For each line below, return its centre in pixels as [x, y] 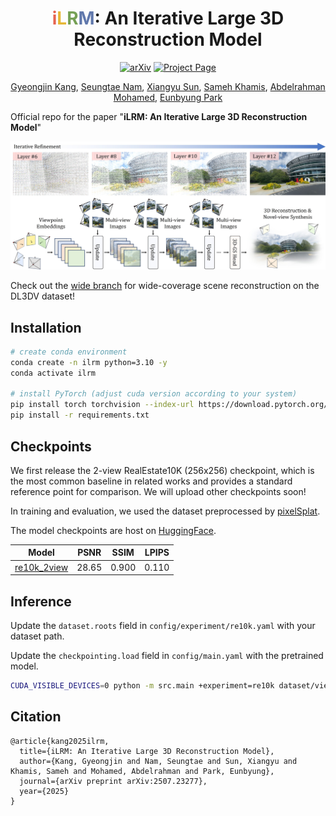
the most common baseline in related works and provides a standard [151, 481]
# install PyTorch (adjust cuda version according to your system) [154, 394]
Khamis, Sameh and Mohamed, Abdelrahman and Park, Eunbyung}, [142, 771]
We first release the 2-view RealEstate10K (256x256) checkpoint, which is [162, 470]
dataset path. [37, 636]
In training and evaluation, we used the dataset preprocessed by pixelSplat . [165, 511]
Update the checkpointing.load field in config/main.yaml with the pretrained [167, 655]
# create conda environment [69, 352]
